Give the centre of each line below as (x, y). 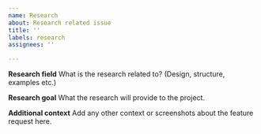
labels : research (37, 37)
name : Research (33, 15)
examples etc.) (32, 83)
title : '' (25, 30)
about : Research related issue (60, 23)
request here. (30, 121)
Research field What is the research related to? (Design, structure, (117, 74)
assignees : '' (32, 45)
